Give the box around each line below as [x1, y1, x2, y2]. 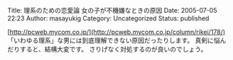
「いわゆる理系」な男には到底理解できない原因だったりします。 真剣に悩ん [7, 36, 227, 44]
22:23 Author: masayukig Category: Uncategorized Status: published [7, 14, 210, 23]
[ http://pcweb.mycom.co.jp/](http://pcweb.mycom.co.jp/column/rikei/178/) [7, 28, 226, 36]
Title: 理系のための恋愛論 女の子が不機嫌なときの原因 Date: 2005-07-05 [7, 6, 217, 14]
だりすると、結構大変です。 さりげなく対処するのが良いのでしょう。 [7, 45, 207, 53]
